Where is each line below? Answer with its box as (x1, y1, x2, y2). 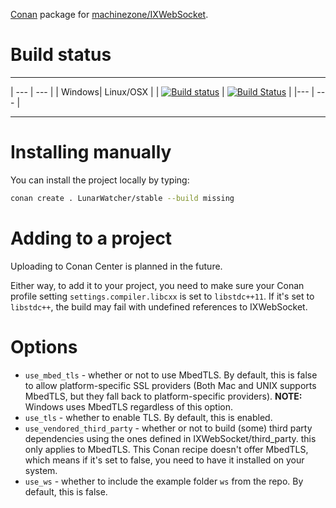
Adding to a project (10, 227, 173, 249)
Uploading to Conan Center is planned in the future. (10, 260, 223, 272)
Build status (10, 44, 112, 66)
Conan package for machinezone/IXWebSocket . (10, 9, 209, 20)
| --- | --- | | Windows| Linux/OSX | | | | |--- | (10, 85, 315, 98)
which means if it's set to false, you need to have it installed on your (24, 454, 305, 466)
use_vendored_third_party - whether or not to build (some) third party (24, 422, 313, 434)
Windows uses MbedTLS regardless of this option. (24, 400, 233, 413)
